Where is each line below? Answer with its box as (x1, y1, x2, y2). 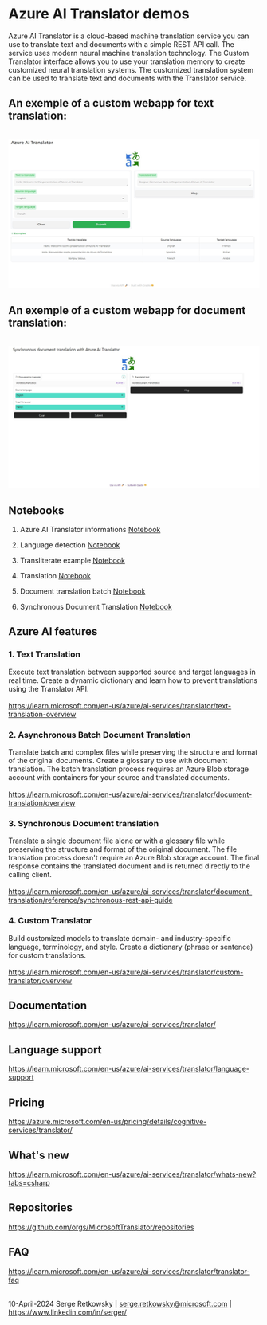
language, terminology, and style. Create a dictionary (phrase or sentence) (8, 942, 253, 951)
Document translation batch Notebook (19, 586, 146, 596)
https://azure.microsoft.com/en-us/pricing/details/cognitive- (8, 1117, 207, 1127)
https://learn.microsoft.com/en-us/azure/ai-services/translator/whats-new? (8, 1169, 257, 1179)
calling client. (8, 870, 52, 880)
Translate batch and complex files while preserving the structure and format (8, 747, 258, 757)
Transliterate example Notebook (19, 555, 126, 566)
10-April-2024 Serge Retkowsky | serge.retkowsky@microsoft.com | (8, 1299, 233, 1308)
